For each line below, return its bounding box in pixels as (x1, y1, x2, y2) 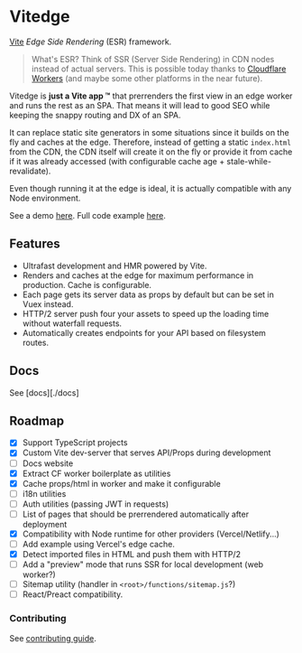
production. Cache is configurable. (22, 279, 151, 290)
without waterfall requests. (22, 318, 123, 329)
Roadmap (9, 413, 65, 428)
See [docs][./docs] (9, 387, 79, 398)
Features (9, 237, 60, 252)
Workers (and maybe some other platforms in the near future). (31, 72, 263, 83)
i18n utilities (22, 488, 67, 499)
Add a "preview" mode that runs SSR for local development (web (22, 559, 264, 570)
